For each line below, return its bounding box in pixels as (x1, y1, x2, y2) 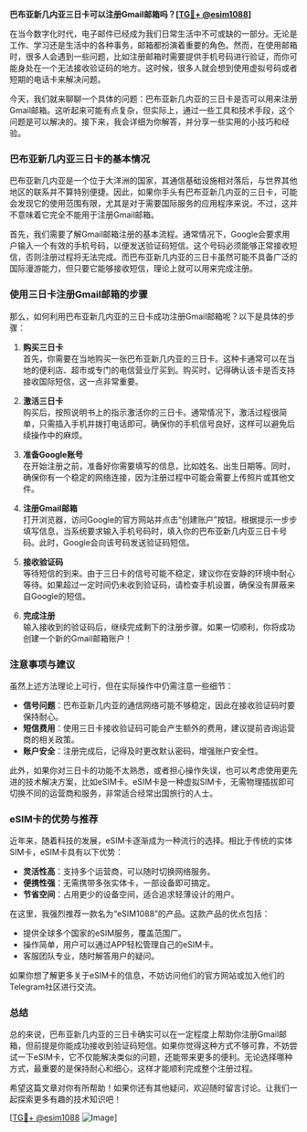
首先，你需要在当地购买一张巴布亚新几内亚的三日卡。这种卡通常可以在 (22, 353, 288, 364)
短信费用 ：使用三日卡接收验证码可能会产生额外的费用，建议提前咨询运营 (22, 722, 295, 734)
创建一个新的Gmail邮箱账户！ (22, 632, 133, 643)
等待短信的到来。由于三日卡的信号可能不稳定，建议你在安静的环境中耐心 (22, 567, 295, 578)
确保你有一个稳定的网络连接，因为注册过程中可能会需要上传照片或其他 (22, 471, 288, 482)
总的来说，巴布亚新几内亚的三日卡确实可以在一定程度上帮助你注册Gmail (9, 1029, 280, 1040)
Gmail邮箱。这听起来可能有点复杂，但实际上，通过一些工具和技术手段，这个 (9, 105, 295, 115)
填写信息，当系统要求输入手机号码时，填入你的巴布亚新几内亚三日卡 (22, 525, 280, 536)
